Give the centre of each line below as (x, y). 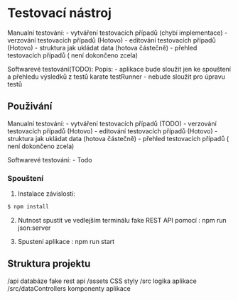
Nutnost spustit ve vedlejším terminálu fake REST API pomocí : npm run (122, 220)
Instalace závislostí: (47, 194)
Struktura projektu (49, 264)
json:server (34, 228)
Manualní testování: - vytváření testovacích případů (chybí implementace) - (118, 33)
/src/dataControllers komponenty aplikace (69, 288)
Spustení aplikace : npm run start (66, 241)
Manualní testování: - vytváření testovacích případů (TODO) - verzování (112, 123)
